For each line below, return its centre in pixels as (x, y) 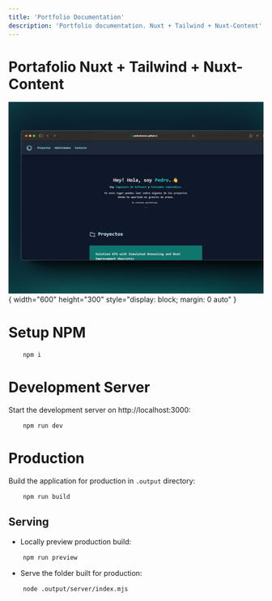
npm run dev (43, 426)
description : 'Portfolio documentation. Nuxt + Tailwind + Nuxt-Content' (136, 26)
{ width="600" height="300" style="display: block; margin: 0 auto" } (123, 299)
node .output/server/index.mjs (76, 589)
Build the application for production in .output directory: (102, 481)
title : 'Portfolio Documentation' (67, 17)
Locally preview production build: (76, 541)
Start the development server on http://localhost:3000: (100, 410)
